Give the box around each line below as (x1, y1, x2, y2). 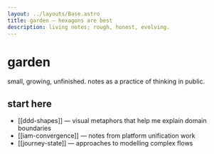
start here (7, 97, 52, 109)
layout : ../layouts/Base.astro (7, 10, 100, 18)
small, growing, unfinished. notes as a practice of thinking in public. (7, 77, 205, 85)
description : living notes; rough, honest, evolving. (7, 23, 171, 30)
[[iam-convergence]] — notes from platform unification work (17, 131, 196, 140)
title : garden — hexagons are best (7, 17, 113, 24)
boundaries (17, 124, 52, 133)
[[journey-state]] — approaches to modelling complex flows (17, 139, 193, 148)
